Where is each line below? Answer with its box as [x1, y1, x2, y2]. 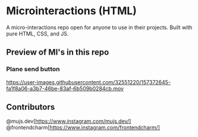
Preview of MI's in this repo [6, 47, 109, 58]
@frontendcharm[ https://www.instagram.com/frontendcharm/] [6, 124, 161, 131]
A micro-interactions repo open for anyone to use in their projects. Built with [6, 24, 193, 31]
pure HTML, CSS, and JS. [6, 30, 69, 37]
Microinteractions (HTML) [6, 4, 137, 18]
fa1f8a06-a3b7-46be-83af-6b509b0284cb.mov [6, 85, 124, 92]
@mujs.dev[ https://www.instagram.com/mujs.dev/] [6, 117, 131, 125]
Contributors [6, 102, 55, 112]
